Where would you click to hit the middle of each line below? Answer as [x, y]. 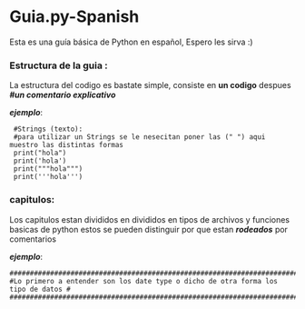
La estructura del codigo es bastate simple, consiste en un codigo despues [151, 85]
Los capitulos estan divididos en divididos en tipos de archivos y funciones [150, 219]
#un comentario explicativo [63, 95]
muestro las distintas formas [67, 145]
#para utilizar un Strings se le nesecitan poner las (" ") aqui [139, 137]
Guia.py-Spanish [74, 17]
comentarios [33, 239]
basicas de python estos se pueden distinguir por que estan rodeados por [149, 229]
